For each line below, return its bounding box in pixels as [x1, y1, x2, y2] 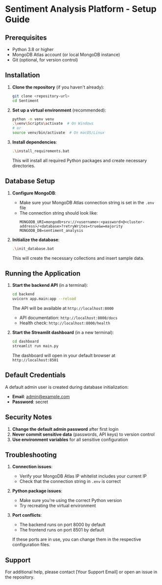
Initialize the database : [12, 237, 60, 243]
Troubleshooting [5, 450, 57, 459]
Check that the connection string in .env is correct [19, 478, 121, 484]
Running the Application [5, 269, 81, 278]
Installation [5, 71, 40, 80]
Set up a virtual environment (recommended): [12, 107, 106, 113]
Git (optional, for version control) [12, 57, 78, 62]
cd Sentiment [12, 98, 39, 103]
